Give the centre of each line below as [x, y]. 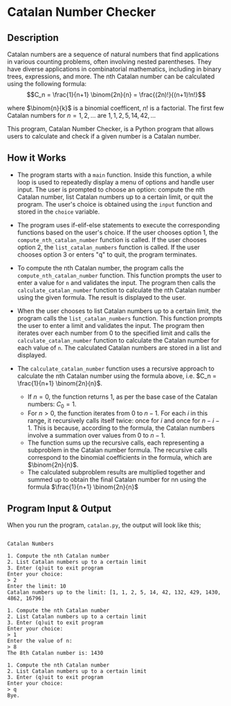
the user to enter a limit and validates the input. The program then [111, 325]
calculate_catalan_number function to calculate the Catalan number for [118, 340]
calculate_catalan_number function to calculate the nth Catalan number [119, 290]
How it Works [37, 158]
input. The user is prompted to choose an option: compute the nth [111, 189]
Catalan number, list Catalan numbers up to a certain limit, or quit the [115, 197]
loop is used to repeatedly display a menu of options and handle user [115, 182]
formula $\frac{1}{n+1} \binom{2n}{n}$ [83, 487]
